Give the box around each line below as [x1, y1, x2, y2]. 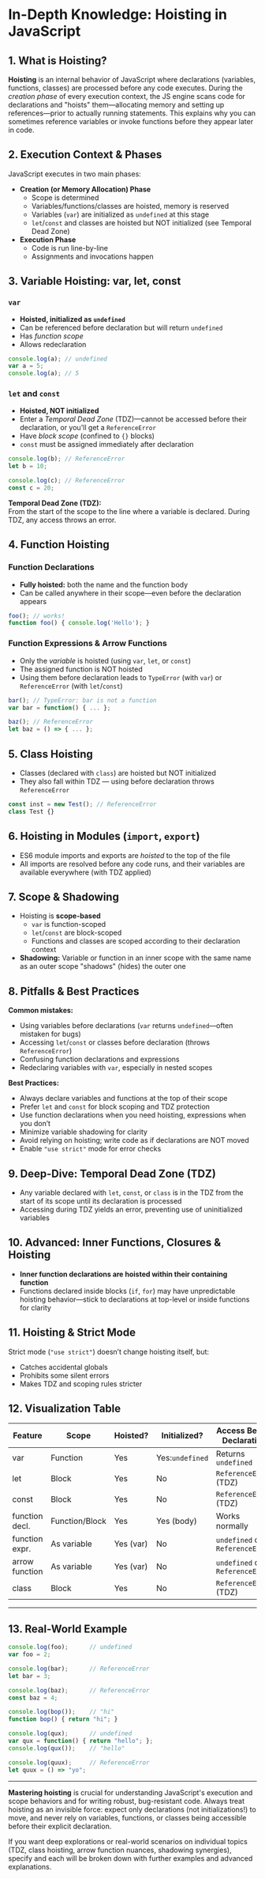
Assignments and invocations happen [31, 251, 154, 261]
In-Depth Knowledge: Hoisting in [8, 6, 227, 24]
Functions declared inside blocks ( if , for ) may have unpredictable [19, 1286, 236, 1295]
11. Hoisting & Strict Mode [8, 1326, 136, 1340]
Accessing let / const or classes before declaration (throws [19, 1038, 211, 1047]
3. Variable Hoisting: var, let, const [8, 274, 181, 288]
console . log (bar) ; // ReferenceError [8, 1665, 150, 1673]
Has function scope [19, 331, 84, 341]
